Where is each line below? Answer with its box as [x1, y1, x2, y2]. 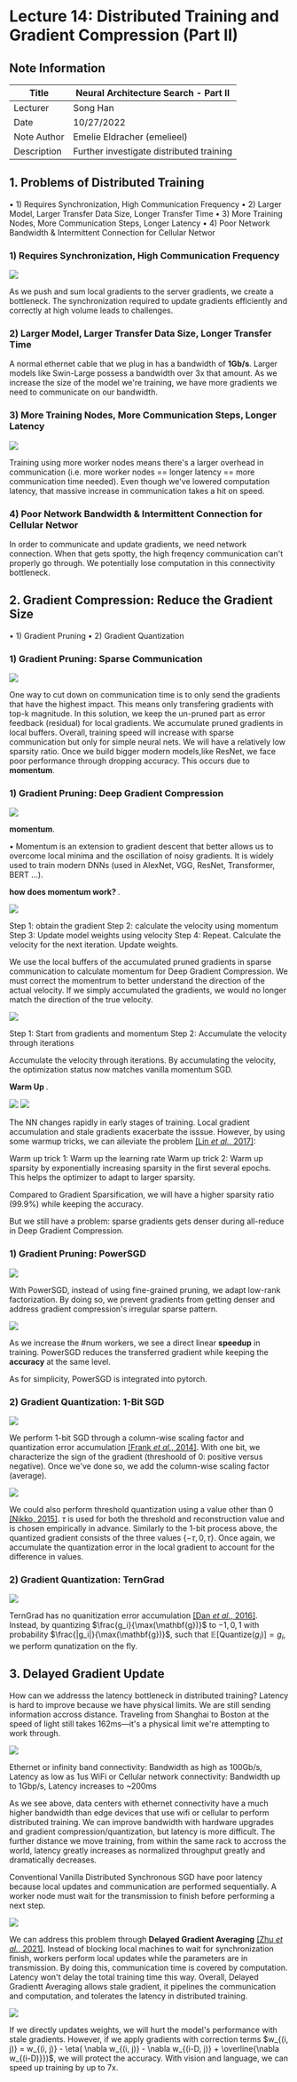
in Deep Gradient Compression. [9, 1225, 124, 1236]
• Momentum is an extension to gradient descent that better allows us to [9, 842, 274, 852]
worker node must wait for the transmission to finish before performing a [9, 1890, 275, 1901]
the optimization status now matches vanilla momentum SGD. [9, 1065, 233, 1075]
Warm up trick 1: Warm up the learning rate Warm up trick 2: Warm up [9, 1153, 264, 1164]
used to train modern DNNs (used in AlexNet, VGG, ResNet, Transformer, [9, 860, 276, 871]
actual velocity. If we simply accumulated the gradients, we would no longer [9, 985, 286, 996]
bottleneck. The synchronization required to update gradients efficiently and [9, 296, 288, 307]
